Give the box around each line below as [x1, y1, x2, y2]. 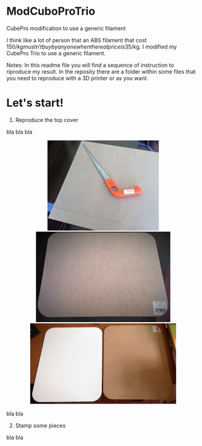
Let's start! [6, 96, 64, 110]
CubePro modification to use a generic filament [6, 25, 126, 32]
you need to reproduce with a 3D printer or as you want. [6, 74, 149, 82]
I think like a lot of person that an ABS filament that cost [6, 36, 147, 44]
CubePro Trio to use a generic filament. [6, 49, 106, 56]
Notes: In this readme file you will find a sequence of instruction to [6, 61, 174, 69]
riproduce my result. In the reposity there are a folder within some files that [6, 67, 196, 75]
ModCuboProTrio [6, 4, 96, 18]
